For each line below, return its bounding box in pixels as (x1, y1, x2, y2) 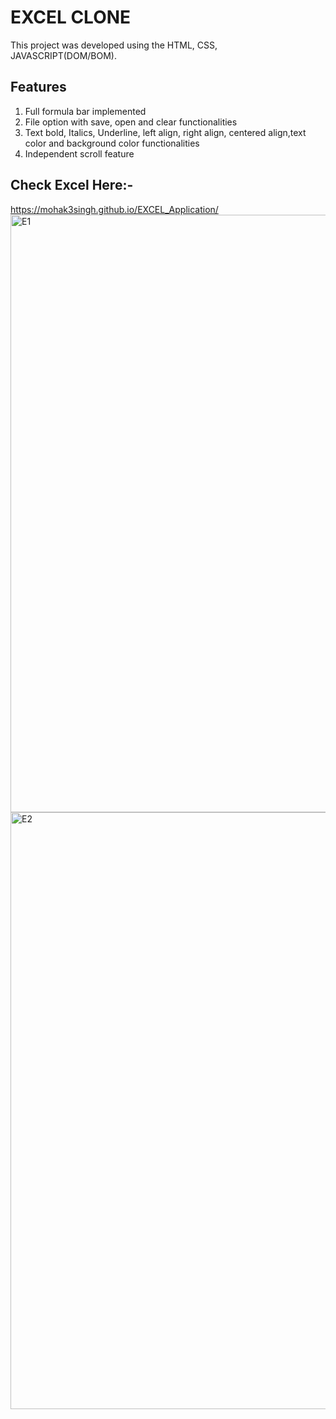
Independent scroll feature (24, 147, 135, 160)
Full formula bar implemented (24, 105, 147, 117)
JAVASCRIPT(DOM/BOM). (10, 49, 117, 61)
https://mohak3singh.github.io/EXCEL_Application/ (10, 203, 219, 215)
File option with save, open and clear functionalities (24, 116, 238, 128)
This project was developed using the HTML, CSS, (10, 39, 218, 51)
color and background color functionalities (24, 137, 200, 149)
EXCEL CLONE (10, 6, 132, 29)
